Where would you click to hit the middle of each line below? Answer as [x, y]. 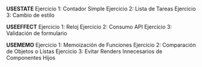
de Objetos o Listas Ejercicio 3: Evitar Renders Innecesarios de [84, 51]
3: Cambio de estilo [31, 15]
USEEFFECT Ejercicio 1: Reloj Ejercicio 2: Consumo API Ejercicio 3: [89, 27]
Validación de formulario [37, 33]
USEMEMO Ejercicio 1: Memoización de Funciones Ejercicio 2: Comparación [101, 45]
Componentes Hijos [31, 58]
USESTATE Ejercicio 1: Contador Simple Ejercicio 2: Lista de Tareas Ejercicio [101, 9]
